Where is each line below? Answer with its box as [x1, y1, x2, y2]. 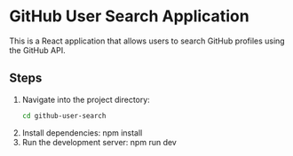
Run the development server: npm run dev [21, 136, 178, 147]
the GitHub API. [9, 44, 66, 55]
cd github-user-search [21, 111, 107, 121]
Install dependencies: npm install [21, 127, 143, 138]
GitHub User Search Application [9, 6, 250, 27]
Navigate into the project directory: [21, 94, 151, 105]
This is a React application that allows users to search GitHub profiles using [9, 35, 286, 46]
